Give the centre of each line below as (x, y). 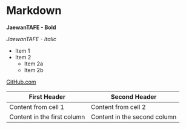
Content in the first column (47, 117)
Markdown (34, 11)
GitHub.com (21, 82)
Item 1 (22, 51)
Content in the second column (134, 117)
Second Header (134, 96)
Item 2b (34, 70)
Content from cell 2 (118, 107)
